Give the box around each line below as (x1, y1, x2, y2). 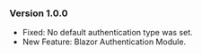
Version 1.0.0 (9, 7, 68, 19)
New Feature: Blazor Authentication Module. (22, 36, 187, 47)
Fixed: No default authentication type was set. (22, 27, 193, 38)
